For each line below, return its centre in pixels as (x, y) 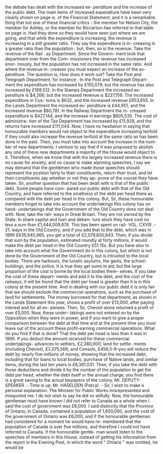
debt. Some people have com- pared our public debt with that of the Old (77, 188)
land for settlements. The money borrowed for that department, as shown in (81, 297)
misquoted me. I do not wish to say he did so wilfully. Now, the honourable (79, 395)
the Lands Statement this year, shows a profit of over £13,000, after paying (80, 302)
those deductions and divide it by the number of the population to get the (78, 370)
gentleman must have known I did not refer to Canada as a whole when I (77, 401)
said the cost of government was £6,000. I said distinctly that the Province (79, 406)
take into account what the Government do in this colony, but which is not (79, 250)
